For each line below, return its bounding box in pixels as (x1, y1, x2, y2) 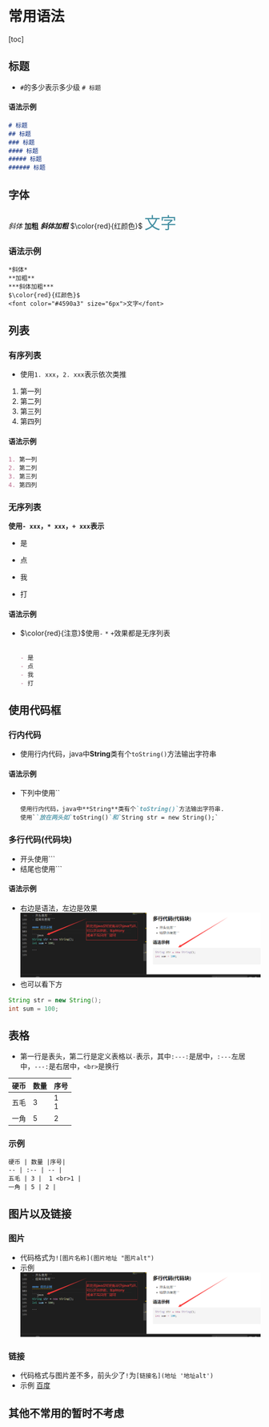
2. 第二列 (8, 464, 38, 473)
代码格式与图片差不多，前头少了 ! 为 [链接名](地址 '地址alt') (19, 1371, 214, 1381)
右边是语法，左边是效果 (19, 903, 98, 913)
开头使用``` (19, 854, 56, 864)
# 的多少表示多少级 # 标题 (19, 82, 102, 92)
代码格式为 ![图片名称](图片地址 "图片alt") (19, 1252, 155, 1262)
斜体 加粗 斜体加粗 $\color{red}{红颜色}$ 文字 (8, 213, 177, 233)
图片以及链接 (8, 1207, 72, 1220)
